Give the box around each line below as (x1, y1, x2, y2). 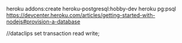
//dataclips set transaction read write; (6, 30, 100, 37)
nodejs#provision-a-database (6, 18, 80, 25)
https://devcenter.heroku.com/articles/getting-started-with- (6, 12, 155, 19)
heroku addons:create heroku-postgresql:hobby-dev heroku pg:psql (6, 5, 177, 12)
